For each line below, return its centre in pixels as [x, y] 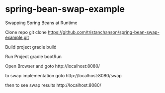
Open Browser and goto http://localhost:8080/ [53, 66]
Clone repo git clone [26, 32]
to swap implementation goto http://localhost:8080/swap [63, 75]
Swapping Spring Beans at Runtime [41, 23]
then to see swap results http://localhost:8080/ [53, 85]
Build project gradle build [31, 47]
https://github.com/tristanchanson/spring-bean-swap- [104, 32]
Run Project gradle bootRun [34, 56]
